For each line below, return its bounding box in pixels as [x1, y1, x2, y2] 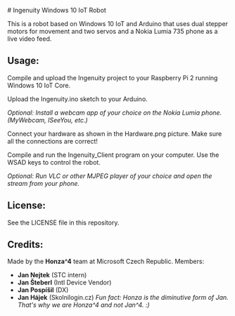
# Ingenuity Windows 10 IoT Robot [7, 6, 107, 14]
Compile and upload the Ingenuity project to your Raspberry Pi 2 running [7, 73, 218, 82]
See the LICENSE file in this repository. [7, 218, 120, 227]
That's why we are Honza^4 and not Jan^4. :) [17, 301, 150, 309]
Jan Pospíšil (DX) [17, 286, 69, 294]
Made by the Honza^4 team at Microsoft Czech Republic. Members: [7, 257, 205, 266]
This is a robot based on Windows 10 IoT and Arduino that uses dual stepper [7, 20, 229, 27]
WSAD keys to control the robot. [7, 158, 101, 166]
